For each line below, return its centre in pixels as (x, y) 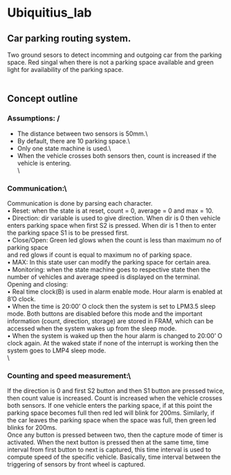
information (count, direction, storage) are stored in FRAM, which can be (110, 321)
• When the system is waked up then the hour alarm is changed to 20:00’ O (115, 335)
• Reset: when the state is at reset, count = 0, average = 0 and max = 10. (110, 210)
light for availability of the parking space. (65, 70)
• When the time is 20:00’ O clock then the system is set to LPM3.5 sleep (111, 306)
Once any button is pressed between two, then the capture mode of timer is (115, 435)
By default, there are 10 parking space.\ (73, 141)
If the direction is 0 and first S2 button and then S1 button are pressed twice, (116, 391)
